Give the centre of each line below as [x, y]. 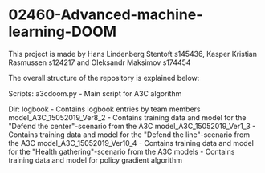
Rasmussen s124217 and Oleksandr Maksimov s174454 [100, 62]
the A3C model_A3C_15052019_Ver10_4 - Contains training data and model [131, 143]
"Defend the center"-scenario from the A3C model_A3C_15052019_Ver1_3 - [132, 126]
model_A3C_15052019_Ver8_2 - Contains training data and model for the [127, 117]
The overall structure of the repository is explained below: [104, 78]
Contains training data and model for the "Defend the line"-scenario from [129, 135]
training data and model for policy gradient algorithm [96, 160]
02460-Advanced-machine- [106, 15]
